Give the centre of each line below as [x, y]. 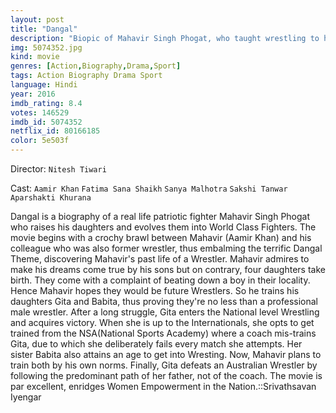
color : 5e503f [40, 141]
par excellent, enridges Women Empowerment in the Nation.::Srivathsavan [163, 386]
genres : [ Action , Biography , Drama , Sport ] [96, 66]
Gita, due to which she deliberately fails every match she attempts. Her [156, 344]
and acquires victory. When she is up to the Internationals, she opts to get [162, 322]
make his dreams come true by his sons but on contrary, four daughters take [168, 269]
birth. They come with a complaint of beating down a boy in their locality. [160, 280]
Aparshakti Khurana [51, 198]
